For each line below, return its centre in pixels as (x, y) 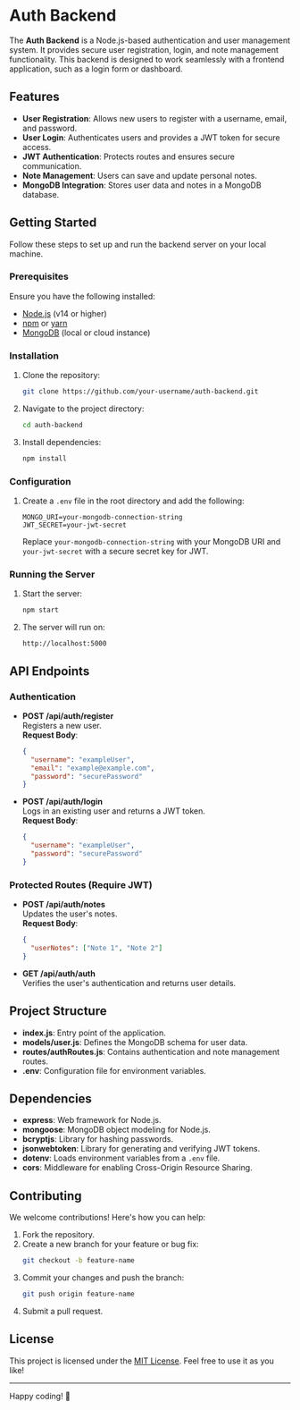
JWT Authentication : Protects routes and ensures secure (128, 156)
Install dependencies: (62, 442)
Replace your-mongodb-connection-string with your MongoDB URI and (151, 542)
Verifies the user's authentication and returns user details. (129, 983)
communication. (52, 165)
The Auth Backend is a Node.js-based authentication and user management (150, 40)
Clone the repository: (61, 376)
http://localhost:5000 (64, 644)
